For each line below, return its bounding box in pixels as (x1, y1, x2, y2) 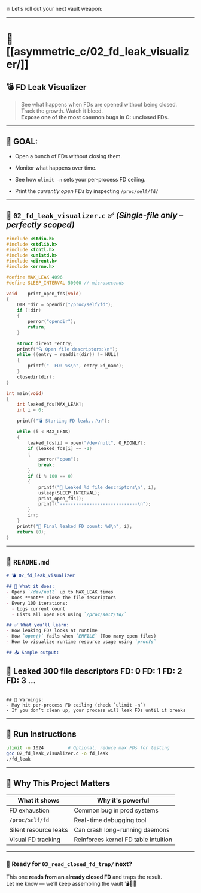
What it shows (17, 796, 60, 804)
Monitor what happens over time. (14, 164, 97, 171)
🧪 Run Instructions (6, 729, 77, 740)
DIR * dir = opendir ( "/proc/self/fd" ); (17, 302, 114, 308)
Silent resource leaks (9, 825, 69, 834)
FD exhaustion (9, 806, 50, 814)
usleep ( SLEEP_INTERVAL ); (38, 490, 100, 496)
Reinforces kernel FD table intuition (74, 835, 172, 844)
